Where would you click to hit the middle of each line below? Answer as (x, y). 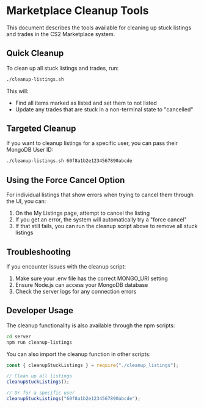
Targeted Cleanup (41, 129)
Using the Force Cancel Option (66, 180)
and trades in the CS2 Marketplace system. (61, 34)
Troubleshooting (39, 252)
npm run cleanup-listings (39, 342)
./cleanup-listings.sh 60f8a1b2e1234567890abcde (69, 161)
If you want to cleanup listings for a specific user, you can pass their (92, 143)
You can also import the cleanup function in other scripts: (78, 354)
